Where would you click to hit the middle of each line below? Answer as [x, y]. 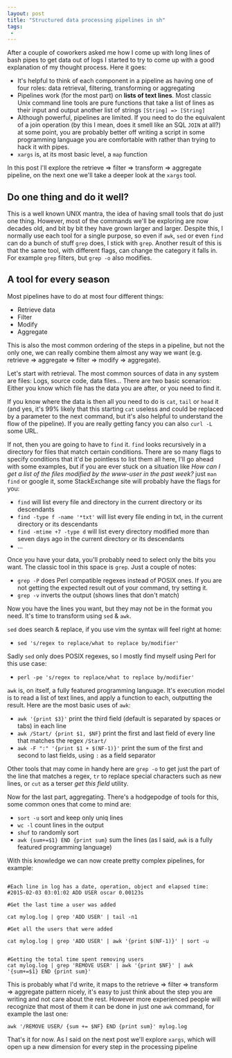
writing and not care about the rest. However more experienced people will [114, 999]
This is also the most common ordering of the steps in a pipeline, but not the [116, 345]
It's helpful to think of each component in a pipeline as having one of [115, 81]
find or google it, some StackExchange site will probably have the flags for [114, 481]
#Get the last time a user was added [62, 905]
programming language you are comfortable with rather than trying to [116, 140]
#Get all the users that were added [60, 929]
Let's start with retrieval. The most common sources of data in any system [113, 373]
